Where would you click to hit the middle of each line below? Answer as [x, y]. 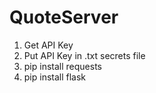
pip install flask [55, 77]
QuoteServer [64, 17]
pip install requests [62, 66]
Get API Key [48, 45]
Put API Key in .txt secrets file [84, 55]
